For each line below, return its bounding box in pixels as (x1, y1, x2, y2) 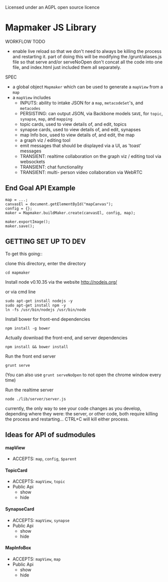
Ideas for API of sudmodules (5, 430, 96, 439)
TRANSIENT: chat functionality (20, 163, 84, 170)
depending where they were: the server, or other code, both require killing (5, 410, 158, 417)
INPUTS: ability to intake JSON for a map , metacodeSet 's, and (20, 100, 143, 106)
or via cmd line (5, 289, 36, 295)
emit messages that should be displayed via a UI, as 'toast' (20, 142, 141, 148)
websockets (20, 158, 45, 164)
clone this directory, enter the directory (5, 260, 86, 266)
